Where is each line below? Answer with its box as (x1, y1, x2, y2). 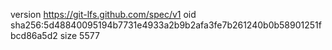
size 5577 (59, 30, 100, 41)
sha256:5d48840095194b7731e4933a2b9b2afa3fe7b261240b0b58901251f (10, 19, 322, 31)
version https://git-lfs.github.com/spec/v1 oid (10, 9, 197, 20)
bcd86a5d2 (10, 30, 58, 41)
